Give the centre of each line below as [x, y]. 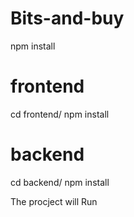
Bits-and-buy [67, 18]
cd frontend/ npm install [60, 114]
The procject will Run [54, 201]
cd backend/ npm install [60, 182]
